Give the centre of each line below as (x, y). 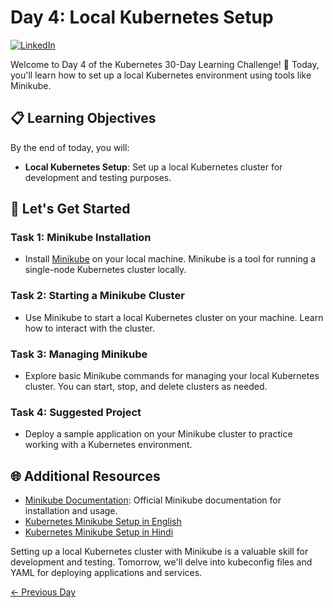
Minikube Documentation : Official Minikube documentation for (153, 500)
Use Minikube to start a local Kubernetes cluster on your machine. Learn (174, 317)
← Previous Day (43, 592)
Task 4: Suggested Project (76, 412)
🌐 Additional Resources (85, 476)
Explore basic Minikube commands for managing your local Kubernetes (172, 376)
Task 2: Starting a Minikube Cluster (97, 296)
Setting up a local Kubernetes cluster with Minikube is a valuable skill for (159, 552)
